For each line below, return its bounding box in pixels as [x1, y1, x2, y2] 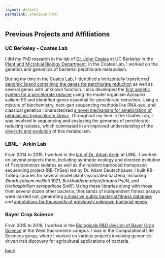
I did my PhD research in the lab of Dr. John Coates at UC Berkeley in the [5, 56, 154, 62]
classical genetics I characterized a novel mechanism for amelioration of [5, 107, 152, 113]
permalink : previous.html [5, 12, 58, 17]
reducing [5, 123, 24, 129]
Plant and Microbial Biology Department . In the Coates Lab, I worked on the [5, 61, 158, 67]
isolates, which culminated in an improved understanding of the [24, 123, 153, 129]
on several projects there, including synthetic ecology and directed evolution [5, 157, 161, 163]
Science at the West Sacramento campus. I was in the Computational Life [5, 227, 154, 233]
